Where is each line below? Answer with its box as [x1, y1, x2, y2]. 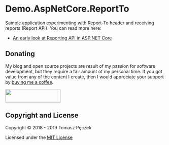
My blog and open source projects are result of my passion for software [5, 63, 156, 69]
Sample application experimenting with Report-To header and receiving [5, 20, 154, 26]
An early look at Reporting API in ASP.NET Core [12, 35, 112, 41]
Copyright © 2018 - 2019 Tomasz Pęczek [5, 124, 92, 130]
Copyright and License [5, 111, 79, 120]
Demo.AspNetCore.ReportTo [5, 3, 129, 15]
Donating [5, 50, 36, 58]
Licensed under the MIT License [5, 134, 73, 140]
